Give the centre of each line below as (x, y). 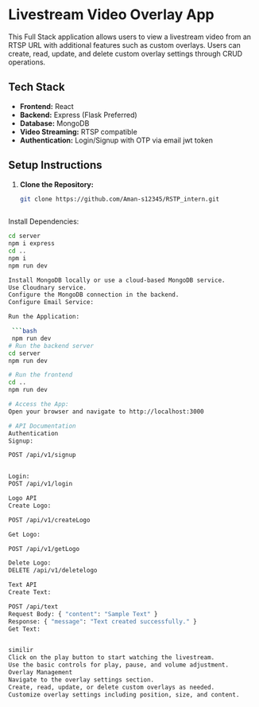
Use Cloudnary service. (48, 287)
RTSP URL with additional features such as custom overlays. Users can (124, 45)
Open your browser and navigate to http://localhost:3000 (106, 412)
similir (21, 650)
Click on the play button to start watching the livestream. (112, 658)
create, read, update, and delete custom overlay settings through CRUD (126, 53)
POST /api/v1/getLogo (44, 549)
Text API (23, 585)
